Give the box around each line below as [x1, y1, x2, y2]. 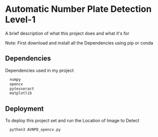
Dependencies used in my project [5, 67, 74, 73]
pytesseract [9, 86, 35, 91]
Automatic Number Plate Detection [5, 3, 152, 15]
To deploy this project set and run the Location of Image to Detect [5, 118, 140, 124]
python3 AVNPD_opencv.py [9, 127, 61, 132]
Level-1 [5, 14, 36, 25]
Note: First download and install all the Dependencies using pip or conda [5, 40, 154, 46]
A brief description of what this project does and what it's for [5, 30, 130, 36]
